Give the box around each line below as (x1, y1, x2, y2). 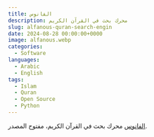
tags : (8, 76, 24, 83)
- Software (14, 50, 46, 57)
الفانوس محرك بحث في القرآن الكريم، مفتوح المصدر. (8, 121, 148, 130)
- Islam (14, 83, 37, 90)
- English (14, 69, 43, 76)
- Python (14, 102, 40, 109)
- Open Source (14, 96, 56, 103)
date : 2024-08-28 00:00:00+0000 (8, 30, 103, 37)
